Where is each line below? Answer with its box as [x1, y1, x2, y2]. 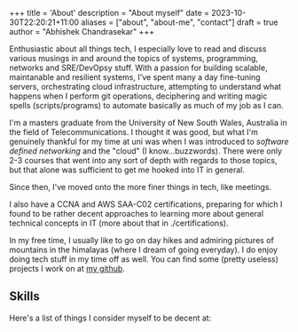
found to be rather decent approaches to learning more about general [9, 209, 264, 218]
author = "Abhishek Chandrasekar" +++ [9, 27, 155, 36]
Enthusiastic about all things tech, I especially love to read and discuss [9, 43, 267, 54]
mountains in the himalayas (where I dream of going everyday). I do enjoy [9, 244, 278, 255]
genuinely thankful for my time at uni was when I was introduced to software [9, 137, 289, 146]
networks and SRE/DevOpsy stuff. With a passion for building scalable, [9, 62, 268, 73]
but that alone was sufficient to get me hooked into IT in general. [9, 164, 246, 175]
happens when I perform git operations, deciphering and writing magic [9, 91, 268, 101]
